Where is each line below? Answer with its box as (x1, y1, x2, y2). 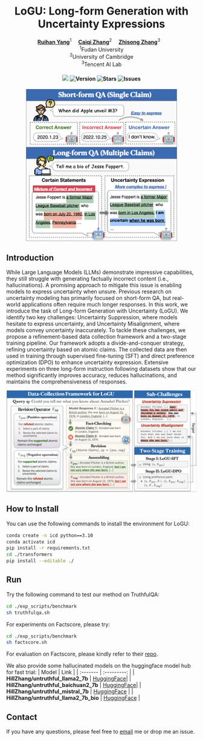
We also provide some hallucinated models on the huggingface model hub (6, 662, 192, 670)
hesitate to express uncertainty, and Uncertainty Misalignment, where (6, 320, 180, 328)
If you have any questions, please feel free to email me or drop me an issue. (6, 728, 195, 736)
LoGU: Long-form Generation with (14, 4, 189, 18)
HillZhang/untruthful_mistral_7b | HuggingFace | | (6, 688, 134, 695)
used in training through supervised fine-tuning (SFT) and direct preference (6, 353, 195, 360)
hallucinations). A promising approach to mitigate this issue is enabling (6, 282, 182, 289)
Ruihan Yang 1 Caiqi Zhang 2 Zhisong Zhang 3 (37, 37, 161, 45)
